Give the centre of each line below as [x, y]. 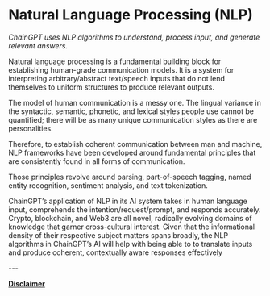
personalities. [31, 128]
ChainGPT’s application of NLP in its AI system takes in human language [128, 201]
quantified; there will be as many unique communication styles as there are [133, 119]
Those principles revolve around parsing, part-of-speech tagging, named [130, 177]
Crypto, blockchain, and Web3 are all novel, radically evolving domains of [130, 218]
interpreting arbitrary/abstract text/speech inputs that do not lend [117, 78]
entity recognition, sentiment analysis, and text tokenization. [108, 185]
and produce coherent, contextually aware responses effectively [116, 252]
